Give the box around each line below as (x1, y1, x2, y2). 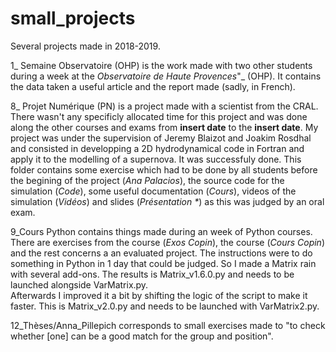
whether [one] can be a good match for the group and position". (10, 330, 274, 342)
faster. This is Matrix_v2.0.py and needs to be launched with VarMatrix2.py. (10, 300, 320, 312)
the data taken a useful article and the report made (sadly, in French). (10, 80, 296, 92)
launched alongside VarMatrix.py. (10, 278, 149, 291)
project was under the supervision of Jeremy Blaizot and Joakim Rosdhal (10, 132, 312, 144)
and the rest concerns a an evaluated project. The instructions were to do (10, 247, 313, 259)
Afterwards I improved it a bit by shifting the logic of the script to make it (10, 289, 308, 301)
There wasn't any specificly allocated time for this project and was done (10, 110, 308, 122)
